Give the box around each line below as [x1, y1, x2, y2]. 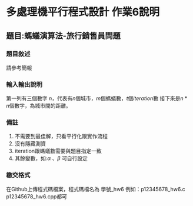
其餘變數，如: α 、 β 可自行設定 [14, 155, 88, 162]
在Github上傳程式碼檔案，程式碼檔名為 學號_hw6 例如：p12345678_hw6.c [6, 185, 185, 192]
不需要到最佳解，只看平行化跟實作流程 [14, 133, 108, 140]
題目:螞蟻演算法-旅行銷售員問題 [6, 31, 121, 41]
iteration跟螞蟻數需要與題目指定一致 [14, 148, 102, 155]
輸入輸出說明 [6, 80, 43, 88]
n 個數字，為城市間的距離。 [6, 102, 72, 109]
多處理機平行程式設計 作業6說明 [6, 5, 160, 19]
